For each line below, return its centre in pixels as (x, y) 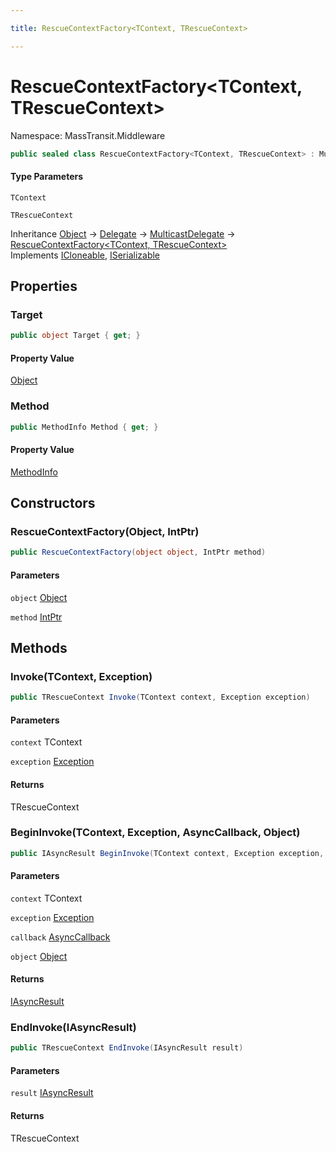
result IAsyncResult (52, 1093)
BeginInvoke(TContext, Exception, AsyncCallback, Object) (155, 833)
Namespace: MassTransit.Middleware (88, 135)
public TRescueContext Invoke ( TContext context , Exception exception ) (160, 697)
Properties (44, 286)
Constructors (53, 503)
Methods (39, 647)
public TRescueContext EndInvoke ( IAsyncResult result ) (127, 1048)
